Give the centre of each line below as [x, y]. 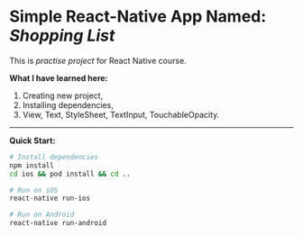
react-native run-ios [50, 199]
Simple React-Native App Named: [138, 17]
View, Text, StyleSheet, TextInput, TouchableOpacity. [121, 114]
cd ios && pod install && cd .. [70, 174]
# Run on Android [42, 215]
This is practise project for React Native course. [98, 60]
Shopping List [62, 36]
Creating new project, [63, 95]
